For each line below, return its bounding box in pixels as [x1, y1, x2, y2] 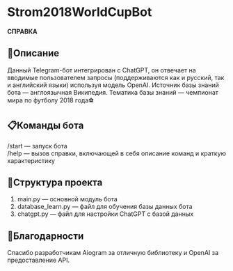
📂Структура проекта [7, 176, 103, 188]
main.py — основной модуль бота [17, 195, 118, 203]
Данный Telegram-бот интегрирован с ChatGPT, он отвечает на [7, 65, 196, 74]
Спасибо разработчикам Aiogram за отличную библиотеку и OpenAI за [7, 249, 219, 257]
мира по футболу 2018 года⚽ [7, 95, 94, 104]
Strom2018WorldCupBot [7, 4, 152, 20]
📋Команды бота [7, 120, 84, 132]
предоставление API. [7, 256, 70, 265]
